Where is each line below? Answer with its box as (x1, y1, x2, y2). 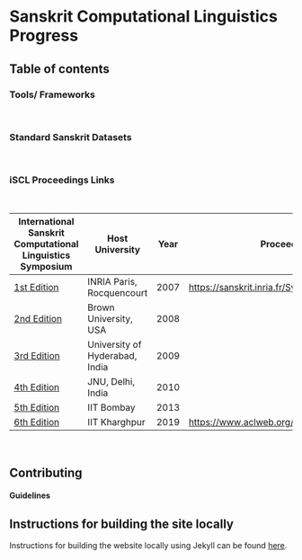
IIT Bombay (87, 402, 137, 414)
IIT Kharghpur (87, 416, 146, 429)
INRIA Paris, (87, 276, 138, 289)
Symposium (20, 261, 73, 273)
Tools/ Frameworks (9, 88, 96, 101)
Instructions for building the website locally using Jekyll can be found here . (9, 540, 288, 551)
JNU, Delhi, (87, 376, 136, 388)
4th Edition (13, 381, 60, 394)
